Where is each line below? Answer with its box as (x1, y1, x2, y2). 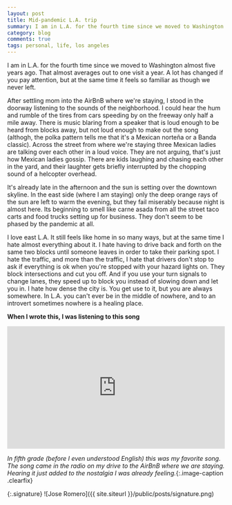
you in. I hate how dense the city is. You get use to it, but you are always (7, 284, 213, 293)
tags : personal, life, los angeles (7, 42, 110, 49)
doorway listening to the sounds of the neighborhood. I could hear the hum (7, 104, 221, 112)
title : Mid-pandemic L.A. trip (7, 17, 97, 23)
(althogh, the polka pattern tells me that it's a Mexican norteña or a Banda (7, 133, 217, 141)
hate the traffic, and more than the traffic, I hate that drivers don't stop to (7, 255, 214, 263)
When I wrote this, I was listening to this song (7, 313, 140, 321)
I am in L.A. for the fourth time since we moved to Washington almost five (7, 61, 216, 69)
